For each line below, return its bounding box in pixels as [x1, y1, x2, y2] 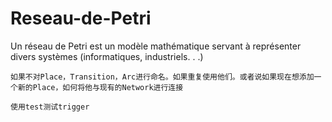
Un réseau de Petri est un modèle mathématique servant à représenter [10, 40, 302, 52]
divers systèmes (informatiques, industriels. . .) [10, 50, 204, 62]
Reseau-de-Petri [10, 7, 152, 30]
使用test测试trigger [10, 102, 90, 112]
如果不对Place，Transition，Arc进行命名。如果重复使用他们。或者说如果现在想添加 [10, 72, 315, 82]
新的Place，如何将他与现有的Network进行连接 [17, 82, 184, 92]
